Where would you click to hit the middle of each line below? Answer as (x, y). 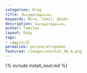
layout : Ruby (19, 33)
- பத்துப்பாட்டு (17, 42)
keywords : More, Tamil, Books (37, 19)
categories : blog (23, 10)
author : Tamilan (22, 28)
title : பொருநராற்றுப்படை (29, 14)
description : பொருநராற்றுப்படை (36, 24)
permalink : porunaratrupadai (36, 47)
